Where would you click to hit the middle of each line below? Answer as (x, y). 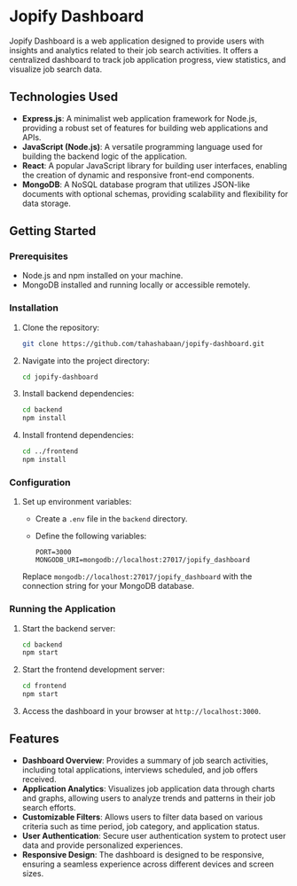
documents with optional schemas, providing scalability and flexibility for (155, 193)
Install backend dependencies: (78, 394)
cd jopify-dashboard (60, 377)
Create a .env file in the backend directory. (111, 519)
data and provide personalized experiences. (102, 845)
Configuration (40, 482)
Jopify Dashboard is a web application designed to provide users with (137, 41)
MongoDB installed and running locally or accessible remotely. (136, 285)
